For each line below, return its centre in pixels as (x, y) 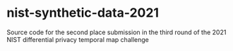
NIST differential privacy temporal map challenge (78, 39)
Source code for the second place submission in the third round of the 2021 (116, 32)
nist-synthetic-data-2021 (83, 13)
